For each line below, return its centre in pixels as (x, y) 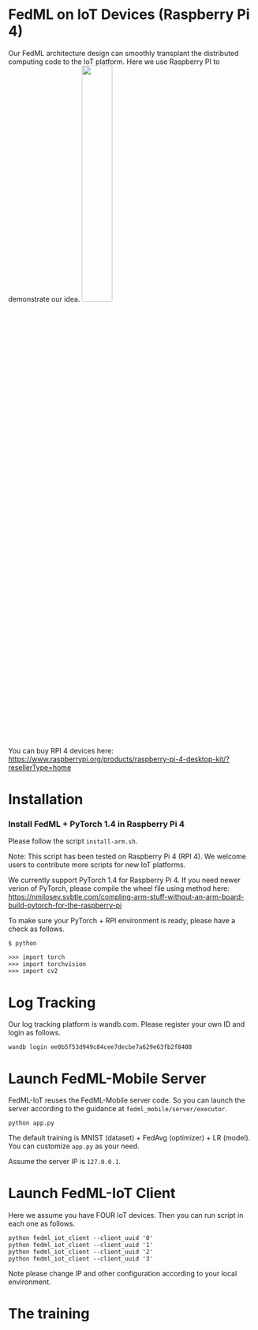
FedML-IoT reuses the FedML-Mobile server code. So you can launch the (127, 1100)
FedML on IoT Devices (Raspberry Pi (129, 15)
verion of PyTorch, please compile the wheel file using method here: (119, 889)
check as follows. (37, 929)
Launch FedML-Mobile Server (107, 1078)
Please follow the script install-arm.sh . (73, 841)
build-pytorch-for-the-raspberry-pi (65, 905)
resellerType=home (40, 767)
